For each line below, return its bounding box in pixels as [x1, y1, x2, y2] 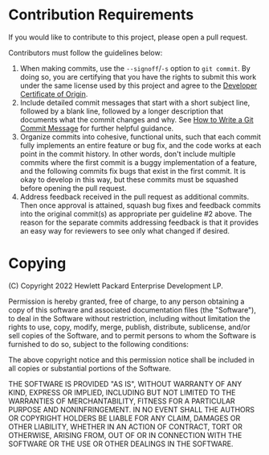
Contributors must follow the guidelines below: [8, 48, 163, 57]
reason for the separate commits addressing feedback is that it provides [19, 217, 259, 227]
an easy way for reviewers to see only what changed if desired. [19, 225, 230, 235]
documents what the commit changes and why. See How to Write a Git [19, 114, 255, 124]
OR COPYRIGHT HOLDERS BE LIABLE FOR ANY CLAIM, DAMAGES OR [8, 413, 241, 423]
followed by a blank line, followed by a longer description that [19, 106, 223, 116]
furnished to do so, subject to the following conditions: [8, 339, 189, 349]
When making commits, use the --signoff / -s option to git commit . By [19, 63, 251, 73]
